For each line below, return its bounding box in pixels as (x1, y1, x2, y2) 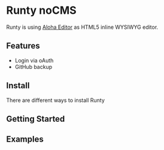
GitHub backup (14, 63, 53, 70)
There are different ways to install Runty (6, 97, 105, 104)
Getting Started (6, 113, 65, 124)
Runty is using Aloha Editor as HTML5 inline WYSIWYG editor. (6, 23, 159, 31)
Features (6, 41, 40, 51)
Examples (6, 134, 44, 145)
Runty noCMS (6, 4, 77, 17)
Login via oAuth (14, 56, 54, 64)
